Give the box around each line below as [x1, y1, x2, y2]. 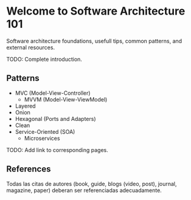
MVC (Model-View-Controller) [15, 89, 91, 97]
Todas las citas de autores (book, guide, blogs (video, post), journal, [6, 180, 178, 187]
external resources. [6, 44, 55, 51]
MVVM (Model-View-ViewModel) [24, 95, 108, 103]
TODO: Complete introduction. [6, 55, 82, 63]
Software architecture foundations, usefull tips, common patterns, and [6, 37, 182, 44]
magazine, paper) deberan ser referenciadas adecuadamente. [6, 187, 162, 194]
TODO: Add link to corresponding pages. [6, 146, 108, 153]
